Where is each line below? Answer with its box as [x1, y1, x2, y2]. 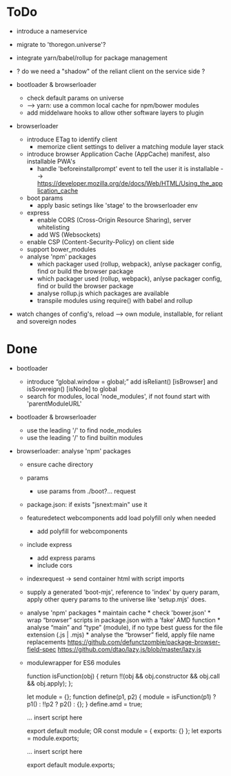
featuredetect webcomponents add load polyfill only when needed [26, 513, 217, 521]
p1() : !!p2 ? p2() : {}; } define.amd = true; [26, 699, 143, 708]
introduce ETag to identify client [26, 135, 118, 143]
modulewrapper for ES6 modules [26, 658, 121, 666]
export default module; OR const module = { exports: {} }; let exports [26, 726, 222, 735]
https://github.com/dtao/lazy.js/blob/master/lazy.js [57, 645, 201, 653]
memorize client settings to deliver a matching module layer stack [37, 142, 224, 150]
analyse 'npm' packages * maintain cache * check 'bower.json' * [26, 608, 211, 617]
